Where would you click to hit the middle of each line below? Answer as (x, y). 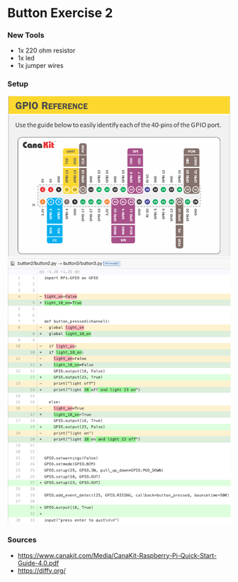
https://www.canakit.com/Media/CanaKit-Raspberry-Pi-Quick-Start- (117, 555)
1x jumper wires (40, 66)
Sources (22, 540)
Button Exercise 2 (60, 13)
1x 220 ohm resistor (46, 50)
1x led (26, 58)
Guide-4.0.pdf (38, 563)
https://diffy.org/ (41, 570)
